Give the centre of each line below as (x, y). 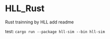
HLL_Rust (25, 9)
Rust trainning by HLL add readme (40, 22)
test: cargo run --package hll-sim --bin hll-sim (55, 31)
